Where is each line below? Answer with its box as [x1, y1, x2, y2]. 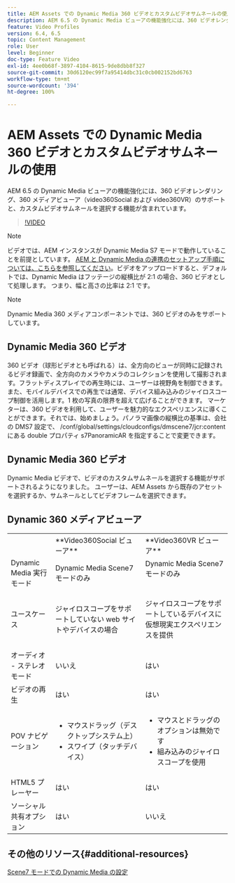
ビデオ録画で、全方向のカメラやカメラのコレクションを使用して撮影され [13, 370, 222, 378]
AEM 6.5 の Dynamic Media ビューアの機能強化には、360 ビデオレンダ [7, 187, 211, 195]
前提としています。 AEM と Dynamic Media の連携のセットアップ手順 [19, 255, 219, 264]
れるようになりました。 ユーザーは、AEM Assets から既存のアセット [25, 482, 223, 491]
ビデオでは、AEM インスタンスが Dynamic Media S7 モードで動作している [7, 246, 220, 255]
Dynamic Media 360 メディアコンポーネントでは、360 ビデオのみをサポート [7, 310, 227, 318]
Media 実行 [10, 567, 48, 577]
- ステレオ [10, 661, 45, 670]
